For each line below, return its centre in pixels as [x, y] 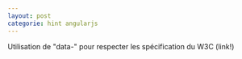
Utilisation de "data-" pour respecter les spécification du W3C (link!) [121, 46]
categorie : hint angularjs [53, 23]
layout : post [29, 16]
